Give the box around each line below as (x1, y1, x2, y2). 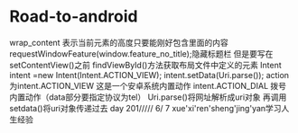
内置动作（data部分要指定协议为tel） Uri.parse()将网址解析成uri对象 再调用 (9, 92, 287, 102)
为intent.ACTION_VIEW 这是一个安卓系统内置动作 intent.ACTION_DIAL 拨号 (9, 80, 287, 91)
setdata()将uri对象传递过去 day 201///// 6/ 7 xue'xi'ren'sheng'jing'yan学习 (9, 102, 282, 113)
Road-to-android (9, 6, 138, 27)
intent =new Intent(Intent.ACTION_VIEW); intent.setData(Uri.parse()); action (9, 69, 290, 80)
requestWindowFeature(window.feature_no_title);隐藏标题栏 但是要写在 (9, 48, 274, 59)
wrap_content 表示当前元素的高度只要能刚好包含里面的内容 (9, 37, 228, 48)
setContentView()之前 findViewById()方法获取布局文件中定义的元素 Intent (9, 59, 282, 70)
